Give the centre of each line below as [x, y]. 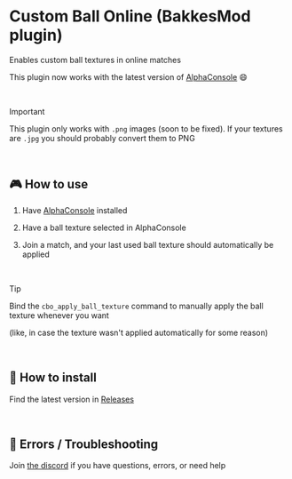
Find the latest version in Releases [72, 399]
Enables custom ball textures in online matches [95, 60]
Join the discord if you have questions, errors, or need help [118, 466]
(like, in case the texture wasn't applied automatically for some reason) [139, 332]
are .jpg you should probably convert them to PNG [102, 138]
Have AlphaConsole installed [75, 210]
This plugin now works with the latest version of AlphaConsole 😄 [129, 76]
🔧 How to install [53, 378]
